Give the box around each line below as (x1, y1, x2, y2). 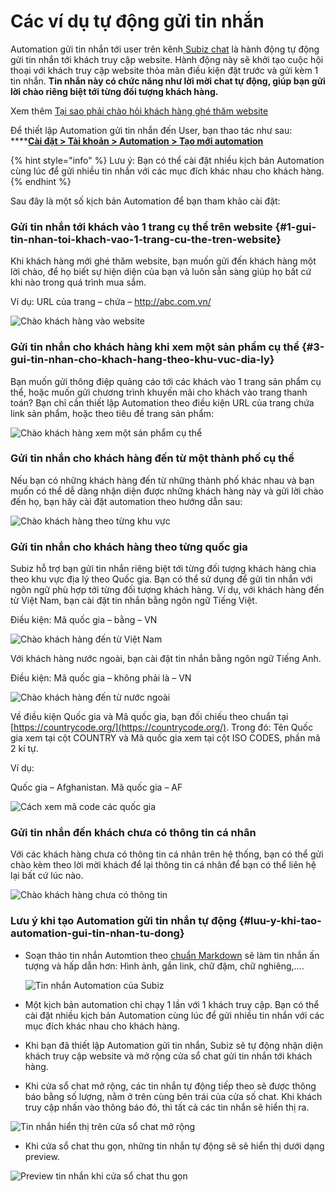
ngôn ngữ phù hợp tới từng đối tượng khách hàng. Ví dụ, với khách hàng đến (10, 584, 325, 596)
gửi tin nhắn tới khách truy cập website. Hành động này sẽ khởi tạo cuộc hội (10, 53, 324, 65)
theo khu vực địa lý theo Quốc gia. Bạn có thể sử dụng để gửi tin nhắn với (10, 573, 313, 585)
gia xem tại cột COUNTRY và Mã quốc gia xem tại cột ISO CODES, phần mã (10, 732, 321, 744)
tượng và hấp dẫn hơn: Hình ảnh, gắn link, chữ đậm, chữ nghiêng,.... (24, 960, 305, 972)
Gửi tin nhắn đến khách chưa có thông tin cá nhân (10, 826, 257, 840)
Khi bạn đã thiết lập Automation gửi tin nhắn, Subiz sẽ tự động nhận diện (24, 1039, 323, 1051)
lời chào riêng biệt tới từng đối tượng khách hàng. (10, 85, 219, 97)
